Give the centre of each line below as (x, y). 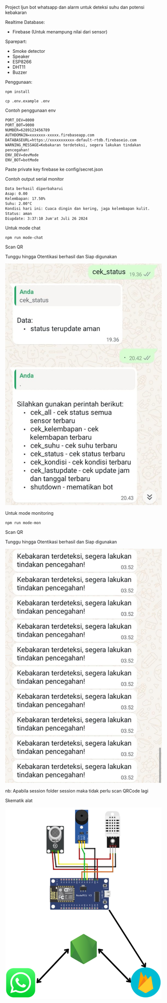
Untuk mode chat (23, 228)
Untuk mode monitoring (29, 513)
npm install (17, 92)
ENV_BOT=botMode (22, 160)
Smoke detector (29, 51)
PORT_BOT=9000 (20, 125)
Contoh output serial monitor (35, 179)
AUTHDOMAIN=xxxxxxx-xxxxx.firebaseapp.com (50, 135)
